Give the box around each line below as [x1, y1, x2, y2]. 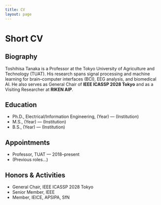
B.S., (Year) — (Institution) [12, 124, 65, 130]
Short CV [5, 33, 43, 44]
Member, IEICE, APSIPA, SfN [12, 194, 70, 200]
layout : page [5, 12, 32, 17]
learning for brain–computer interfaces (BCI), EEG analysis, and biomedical [5, 76, 157, 82]
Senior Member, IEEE [12, 189, 55, 195]
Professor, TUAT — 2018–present [12, 151, 80, 157]
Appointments [5, 138, 50, 146]
